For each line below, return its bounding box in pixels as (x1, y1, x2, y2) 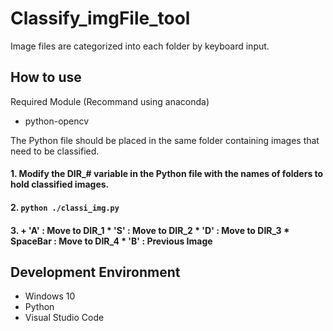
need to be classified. (10, 145, 100, 157)
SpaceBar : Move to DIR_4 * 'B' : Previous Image (10, 235, 213, 247)
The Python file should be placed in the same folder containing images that (10, 134, 320, 146)
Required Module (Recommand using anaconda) (10, 95, 210, 107)
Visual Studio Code (24, 312, 105, 324)
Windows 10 (24, 290, 76, 302)
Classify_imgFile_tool (10, 7, 191, 30)
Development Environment (10, 263, 181, 281)
